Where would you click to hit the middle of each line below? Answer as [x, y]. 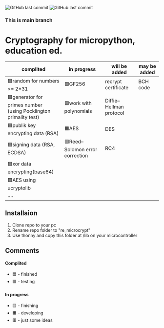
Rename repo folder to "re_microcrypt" [51, 230]
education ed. [34, 51]
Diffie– [112, 101]
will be [119, 66]
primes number [25, 105]
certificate [116, 88]
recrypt [113, 82]
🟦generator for [25, 97]
